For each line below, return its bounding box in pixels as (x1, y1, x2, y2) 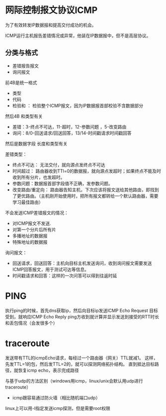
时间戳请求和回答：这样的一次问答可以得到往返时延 (12, 273, 117, 278)
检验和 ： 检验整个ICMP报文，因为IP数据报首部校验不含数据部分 (12, 103, 143, 109)
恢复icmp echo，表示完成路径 (18, 367, 79, 373)
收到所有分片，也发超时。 (12, 174, 65, 180)
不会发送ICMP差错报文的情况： (5, 210, 69, 216)
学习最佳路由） (12, 199, 43, 205)
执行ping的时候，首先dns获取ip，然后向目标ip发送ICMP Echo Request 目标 (5, 307, 158, 313)
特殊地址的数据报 (12, 239, 48, 245)
